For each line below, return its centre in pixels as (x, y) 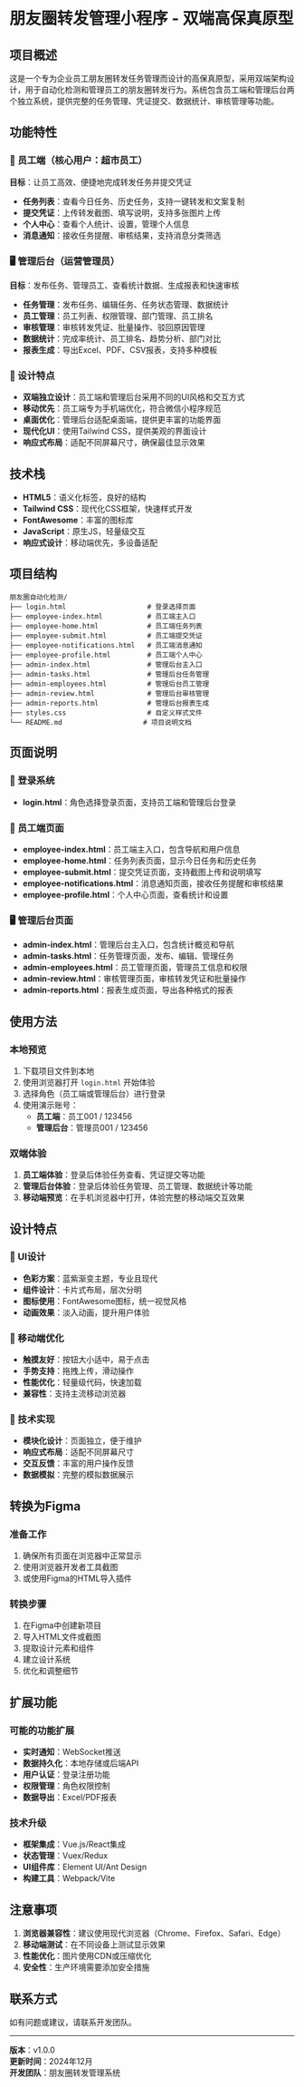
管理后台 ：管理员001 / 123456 (92, 1127)
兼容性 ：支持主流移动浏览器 (74, 1394)
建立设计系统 (46, 1660)
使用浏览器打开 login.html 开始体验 (89, 1082)
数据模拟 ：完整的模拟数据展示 (78, 1475)
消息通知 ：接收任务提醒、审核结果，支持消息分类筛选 (122, 235)
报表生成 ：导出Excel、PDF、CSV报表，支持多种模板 (120, 349)
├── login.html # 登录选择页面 (103, 607)
